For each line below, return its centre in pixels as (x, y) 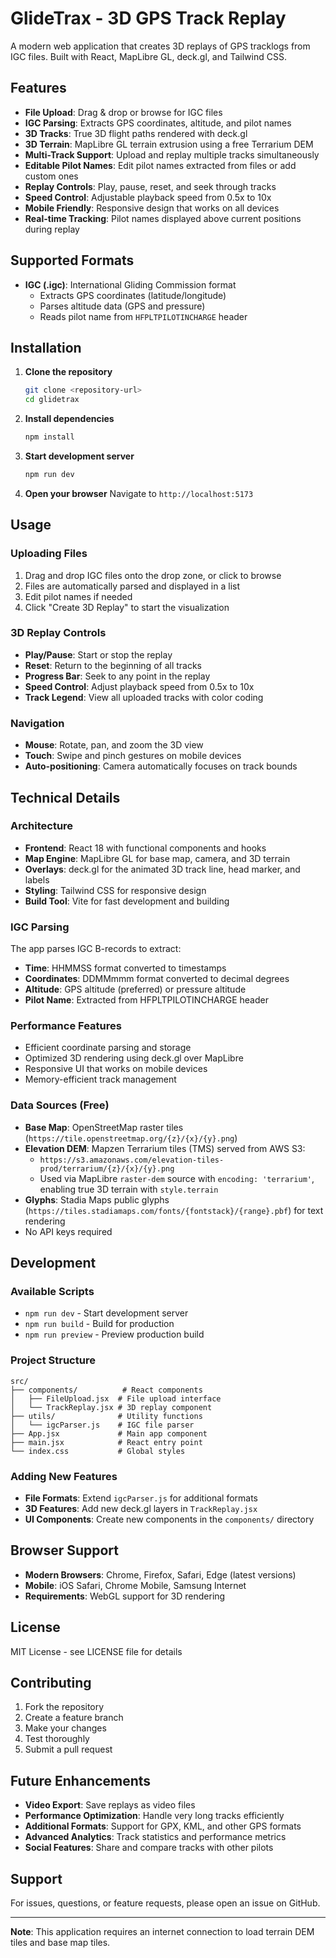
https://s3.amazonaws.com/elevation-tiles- (132, 1160)
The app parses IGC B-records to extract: (96, 949)
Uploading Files (49, 554)
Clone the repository (68, 372)
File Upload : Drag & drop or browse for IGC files (123, 112)
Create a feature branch (74, 1718)
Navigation (37, 723)
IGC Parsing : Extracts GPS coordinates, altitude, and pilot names (158, 123)
